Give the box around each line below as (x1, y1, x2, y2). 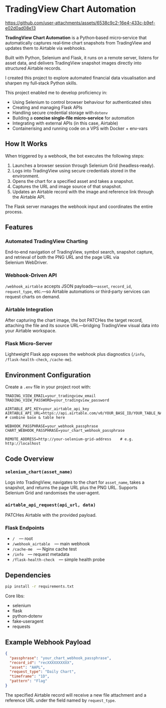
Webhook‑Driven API (5, 272, 57, 279)
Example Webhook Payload (5, 638, 91, 646)
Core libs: (5, 593, 25, 599)
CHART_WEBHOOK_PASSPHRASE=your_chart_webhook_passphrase (5, 428, 125, 433)
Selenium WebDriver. (5, 259, 48, 265)
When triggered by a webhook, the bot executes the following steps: (5, 153, 145, 159)
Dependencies (5, 571, 51, 579)
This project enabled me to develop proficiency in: (5, 89, 108, 95)
